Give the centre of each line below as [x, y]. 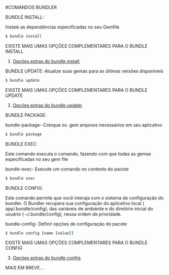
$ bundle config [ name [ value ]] [39, 233]
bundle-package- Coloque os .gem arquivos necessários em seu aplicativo [84, 125]
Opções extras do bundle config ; [47, 258]
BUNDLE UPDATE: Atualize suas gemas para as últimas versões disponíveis [84, 71]
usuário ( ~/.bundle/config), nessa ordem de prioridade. [63, 214]
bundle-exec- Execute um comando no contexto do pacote [67, 169]
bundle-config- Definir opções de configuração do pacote [66, 224]
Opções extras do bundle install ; [46, 61]
